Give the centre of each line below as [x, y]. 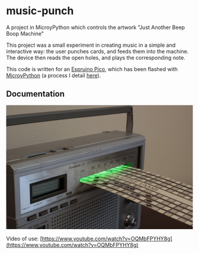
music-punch [40, 11]
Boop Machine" [25, 33]
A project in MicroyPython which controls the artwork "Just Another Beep [96, 27]
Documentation [36, 94]
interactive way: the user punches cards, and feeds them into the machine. [97, 51]
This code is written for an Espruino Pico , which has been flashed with [92, 69]
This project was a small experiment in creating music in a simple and [91, 45]
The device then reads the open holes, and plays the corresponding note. [96, 57]
